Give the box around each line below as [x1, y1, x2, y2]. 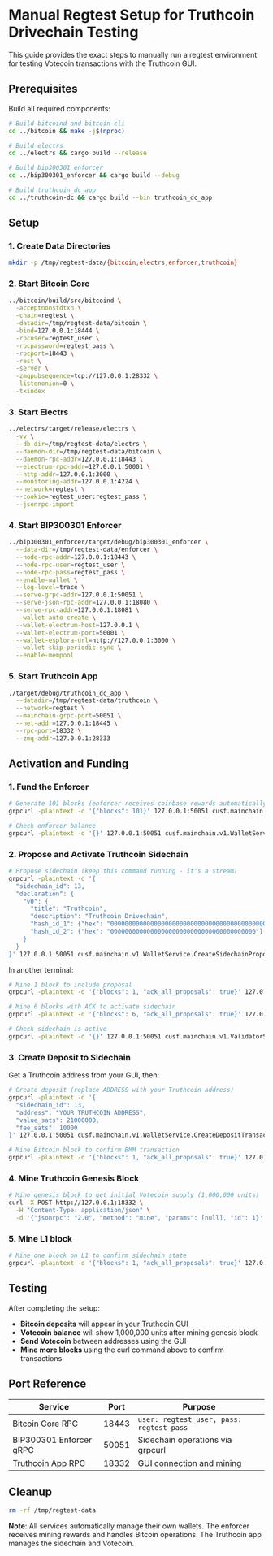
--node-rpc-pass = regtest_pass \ [15, 568, 126, 576]
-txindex [15, 388, 45, 396]
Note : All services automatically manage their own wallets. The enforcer [8, 1521, 250, 1531]
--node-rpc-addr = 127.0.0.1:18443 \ [15, 553, 136, 561]
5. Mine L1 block [8, 1233, 73, 1244]
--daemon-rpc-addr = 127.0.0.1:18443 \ [15, 455, 144, 463]
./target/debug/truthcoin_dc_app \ [8, 689, 129, 697]
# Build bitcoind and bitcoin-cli [8, 119, 126, 128]
